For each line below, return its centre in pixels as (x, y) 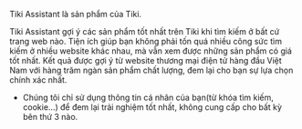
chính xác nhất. (38, 80)
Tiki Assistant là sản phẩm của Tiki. (76, 14)
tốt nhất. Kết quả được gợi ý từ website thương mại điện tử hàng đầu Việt (146, 60)
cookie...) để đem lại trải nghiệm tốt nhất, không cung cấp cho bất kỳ (152, 107)
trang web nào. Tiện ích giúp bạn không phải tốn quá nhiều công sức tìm (146, 41)
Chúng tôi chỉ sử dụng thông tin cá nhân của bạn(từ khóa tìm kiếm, (148, 97)
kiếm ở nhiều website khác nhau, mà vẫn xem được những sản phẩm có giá (151, 51)
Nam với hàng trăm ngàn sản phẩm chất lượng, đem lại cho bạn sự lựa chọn (151, 70)
